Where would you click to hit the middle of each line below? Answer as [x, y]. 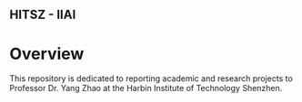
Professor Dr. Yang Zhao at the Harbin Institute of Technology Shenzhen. [146, 88]
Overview [47, 54]
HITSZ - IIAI [43, 15]
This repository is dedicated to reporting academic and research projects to [151, 79]
